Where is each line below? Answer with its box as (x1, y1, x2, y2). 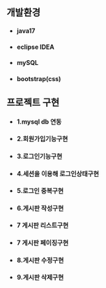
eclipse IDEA (16, 43, 55, 51)
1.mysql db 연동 (16, 117, 62, 126)
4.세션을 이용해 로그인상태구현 (16, 169, 99, 178)
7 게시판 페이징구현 (16, 238, 69, 247)
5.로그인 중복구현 (16, 187, 64, 195)
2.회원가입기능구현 (16, 135, 68, 143)
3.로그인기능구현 (16, 152, 63, 160)
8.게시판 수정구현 (16, 256, 64, 264)
